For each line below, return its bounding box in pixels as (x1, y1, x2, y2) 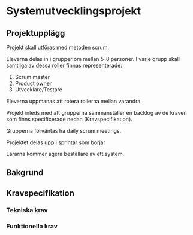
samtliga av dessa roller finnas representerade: (6, 62, 123, 69)
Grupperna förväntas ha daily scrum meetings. (6, 127, 122, 134)
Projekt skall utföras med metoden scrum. (6, 44, 110, 51)
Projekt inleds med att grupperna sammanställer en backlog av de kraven (6, 109, 187, 116)
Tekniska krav (6, 206, 48, 214)
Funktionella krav (6, 222, 58, 230)
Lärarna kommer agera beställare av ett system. (6, 151, 125, 157)
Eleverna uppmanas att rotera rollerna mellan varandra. (6, 97, 143, 105)
